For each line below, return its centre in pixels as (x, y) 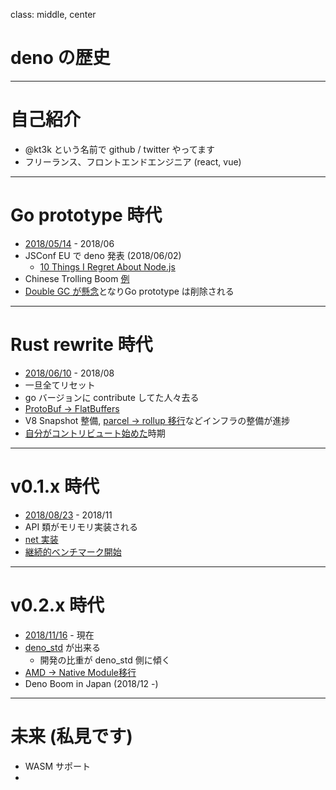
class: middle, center (53, 14)
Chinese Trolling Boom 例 (77, 278)
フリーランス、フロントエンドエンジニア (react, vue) (133, 161)
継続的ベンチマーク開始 (73, 551)
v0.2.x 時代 (57, 605)
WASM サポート (58, 766)
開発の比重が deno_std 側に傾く (105, 660)
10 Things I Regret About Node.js (107, 266)
